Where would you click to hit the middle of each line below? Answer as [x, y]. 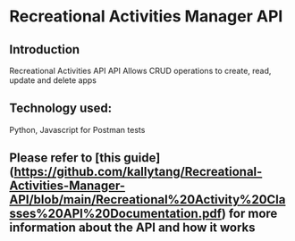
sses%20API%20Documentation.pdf [115, 214]
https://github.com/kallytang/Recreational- [138, 172]
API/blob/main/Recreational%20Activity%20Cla [147, 199]
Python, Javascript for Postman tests [77, 129]
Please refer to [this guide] [85, 158]
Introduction [45, 50]
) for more [249, 214]
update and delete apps [53, 80]
